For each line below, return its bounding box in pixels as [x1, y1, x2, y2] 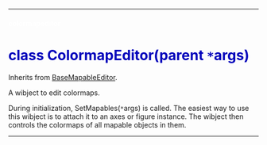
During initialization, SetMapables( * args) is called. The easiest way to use [8, 103, 250, 113]
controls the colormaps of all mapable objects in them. [8, 120, 187, 129]
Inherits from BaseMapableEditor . [8, 72, 118, 82]
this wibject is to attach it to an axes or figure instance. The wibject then [8, 112, 244, 121]
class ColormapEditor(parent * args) [8, 46, 250, 64]
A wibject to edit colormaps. [8, 88, 101, 97]
